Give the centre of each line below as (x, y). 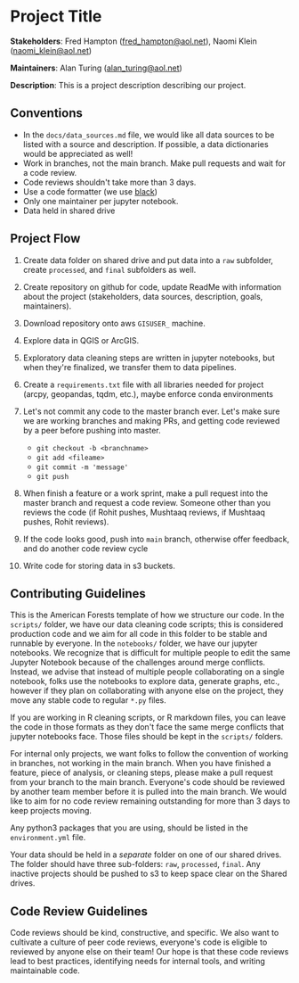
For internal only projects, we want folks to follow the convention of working (149, 754)
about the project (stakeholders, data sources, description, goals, (143, 296)
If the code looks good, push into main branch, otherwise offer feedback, (156, 539)
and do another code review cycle (85, 548)
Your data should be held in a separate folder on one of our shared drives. (146, 855)
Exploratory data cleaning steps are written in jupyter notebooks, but (149, 358)
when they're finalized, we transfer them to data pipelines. (129, 367)
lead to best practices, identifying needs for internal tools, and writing (138, 962)
